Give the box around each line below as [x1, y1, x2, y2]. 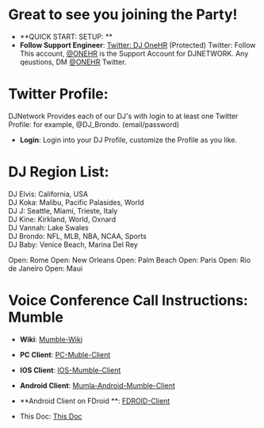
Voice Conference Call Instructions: [8, 291, 248, 309]
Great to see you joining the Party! [8, 6, 238, 24]
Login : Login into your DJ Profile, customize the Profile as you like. [19, 135, 238, 145]
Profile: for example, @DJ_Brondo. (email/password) [8, 119, 180, 129]
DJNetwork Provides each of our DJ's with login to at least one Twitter [8, 111, 239, 121]
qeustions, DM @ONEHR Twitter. [19, 57, 127, 67]
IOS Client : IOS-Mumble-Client [19, 365, 121, 375]
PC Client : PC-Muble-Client [19, 349, 111, 359]
